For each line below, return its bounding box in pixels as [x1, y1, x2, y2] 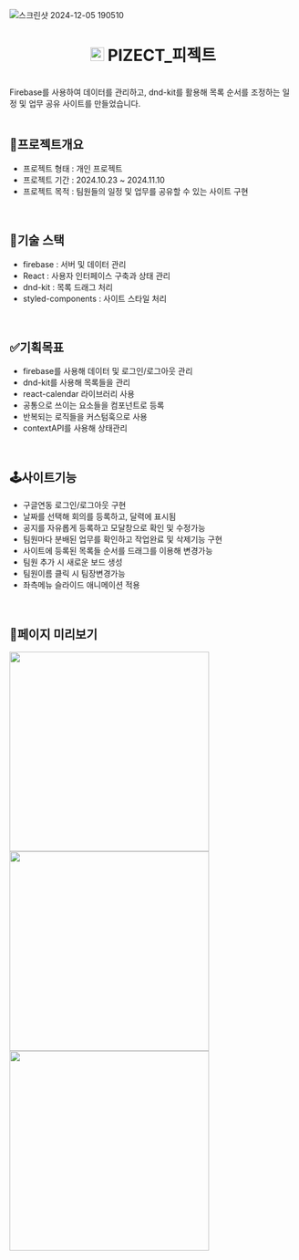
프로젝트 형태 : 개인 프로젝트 [22, 162, 123, 173]
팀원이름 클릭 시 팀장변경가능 [22, 568, 126, 579]
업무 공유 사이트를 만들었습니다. [28, 98, 141, 109]
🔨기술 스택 [9, 233, 66, 248]
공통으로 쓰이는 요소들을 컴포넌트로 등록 [22, 400, 165, 411]
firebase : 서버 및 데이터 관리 [22, 258, 127, 269]
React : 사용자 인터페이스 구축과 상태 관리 [22, 270, 171, 281]
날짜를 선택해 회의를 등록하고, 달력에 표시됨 [22, 511, 177, 522]
